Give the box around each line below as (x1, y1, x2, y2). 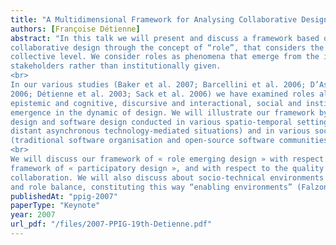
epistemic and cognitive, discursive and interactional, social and (10, 98, 302, 108)
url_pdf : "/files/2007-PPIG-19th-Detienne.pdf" (10, 219, 213, 230)
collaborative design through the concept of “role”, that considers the (10, 42, 325, 53)
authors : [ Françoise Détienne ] (10, 24, 141, 34)
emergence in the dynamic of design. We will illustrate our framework (10, 107, 315, 118)
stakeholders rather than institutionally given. (10, 61, 222, 71)
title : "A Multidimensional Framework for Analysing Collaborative (10, 14, 298, 25)
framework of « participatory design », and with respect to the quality (10, 163, 325, 173)
